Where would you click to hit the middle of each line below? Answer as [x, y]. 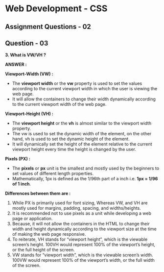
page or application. [32, 219]
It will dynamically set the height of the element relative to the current [82, 144]
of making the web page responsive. [49, 234]
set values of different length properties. [53, 173]
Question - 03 [27, 43]
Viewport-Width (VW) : [29, 74]
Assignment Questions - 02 [48, 27]
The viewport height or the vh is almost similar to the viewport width [82, 124]
